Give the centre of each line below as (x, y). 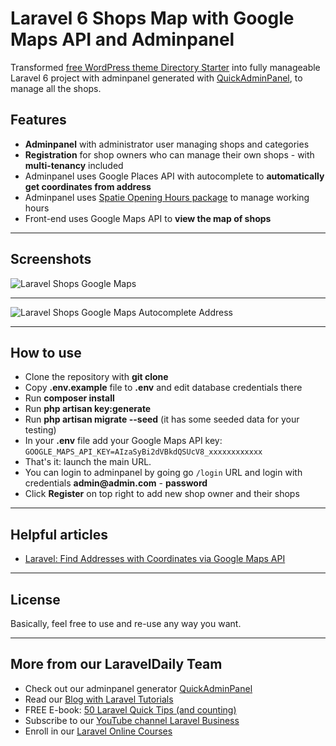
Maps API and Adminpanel (122, 39)
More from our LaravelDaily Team (116, 664)
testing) (40, 430)
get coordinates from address (88, 186)
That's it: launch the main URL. (88, 462)
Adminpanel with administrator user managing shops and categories (167, 144)
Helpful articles (59, 534)
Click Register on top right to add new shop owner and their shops (162, 494)
